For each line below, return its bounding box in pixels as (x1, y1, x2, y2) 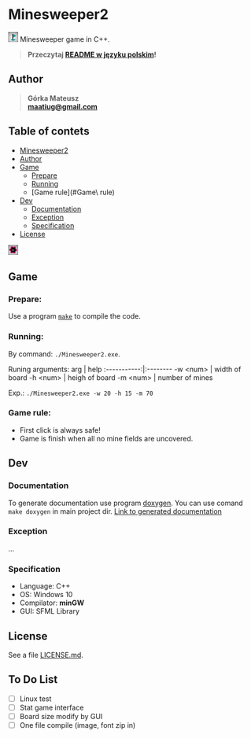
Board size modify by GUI (19, 711, 103, 721)
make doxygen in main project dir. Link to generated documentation (8, 506, 223, 516)
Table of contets (8, 124, 90, 138)
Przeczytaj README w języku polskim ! (27, 50, 157, 59)
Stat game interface (19, 703, 84, 712)
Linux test (19, 694, 52, 703)
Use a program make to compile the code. (8, 312, 142, 321)
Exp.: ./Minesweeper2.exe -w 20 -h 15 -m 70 (8, 388, 153, 397)
